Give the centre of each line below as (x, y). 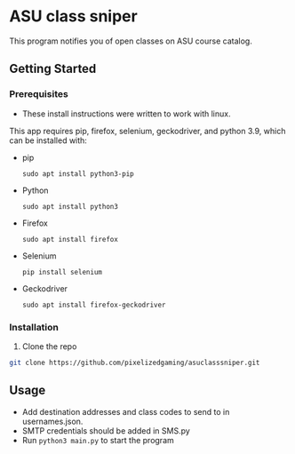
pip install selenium (62, 272)
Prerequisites (39, 94)
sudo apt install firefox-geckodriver (94, 305)
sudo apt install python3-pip (78, 174)
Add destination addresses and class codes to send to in (126, 411)
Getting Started (53, 69)
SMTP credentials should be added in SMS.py (106, 430)
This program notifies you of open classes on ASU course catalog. (131, 41)
